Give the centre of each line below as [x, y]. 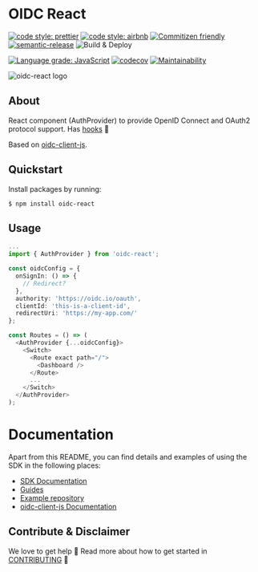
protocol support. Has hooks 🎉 [59, 128]
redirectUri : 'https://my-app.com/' [77, 314]
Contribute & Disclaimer [69, 531]
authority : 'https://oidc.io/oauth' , [79, 298]
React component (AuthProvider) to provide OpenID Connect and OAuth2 [129, 120]
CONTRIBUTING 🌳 [38, 559]
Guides [32, 489]
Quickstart [36, 170]
